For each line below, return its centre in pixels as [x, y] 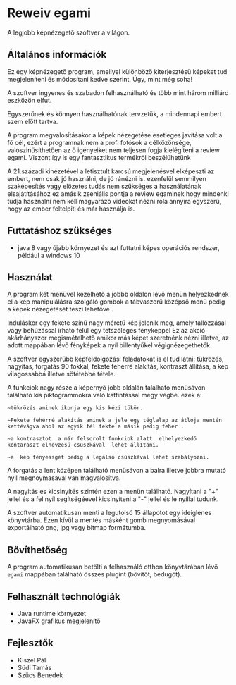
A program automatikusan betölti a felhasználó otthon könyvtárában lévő [113, 567]
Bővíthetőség [37, 550]
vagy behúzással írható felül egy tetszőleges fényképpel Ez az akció [106, 331]
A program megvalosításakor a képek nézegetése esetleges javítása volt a [115, 135]
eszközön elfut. [30, 100]
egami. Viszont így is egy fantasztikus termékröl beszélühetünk [99, 157]
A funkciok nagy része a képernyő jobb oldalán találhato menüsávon [106, 388]
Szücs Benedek [40, 675]
